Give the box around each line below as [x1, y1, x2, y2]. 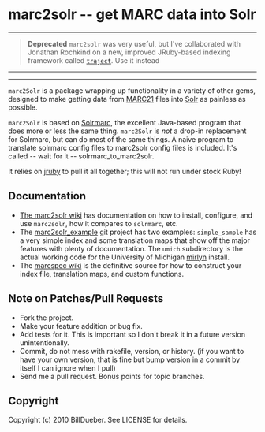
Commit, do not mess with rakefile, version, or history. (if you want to [19, 346, 244, 356]
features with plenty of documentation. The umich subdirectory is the [19, 244, 243, 253]
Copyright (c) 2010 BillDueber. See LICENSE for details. [8, 415, 188, 425]
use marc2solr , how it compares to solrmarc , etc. [19, 218, 179, 228]
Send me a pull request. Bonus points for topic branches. [19, 371, 205, 381]
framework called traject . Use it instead [27, 55, 160, 65]
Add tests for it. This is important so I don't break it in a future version [19, 330, 246, 339]
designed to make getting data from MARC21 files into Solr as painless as [8, 94, 246, 103]
